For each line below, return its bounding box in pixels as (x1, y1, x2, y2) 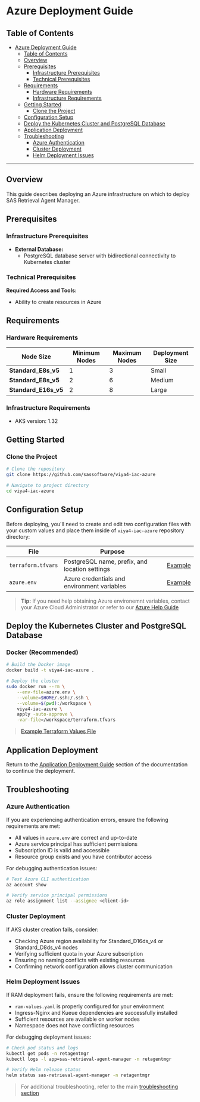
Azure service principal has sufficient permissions (14, 840, 138, 848)
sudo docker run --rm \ (6, 684, 65, 690)
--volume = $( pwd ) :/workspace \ (17, 700, 92, 706)
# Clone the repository (6, 466, 65, 472)
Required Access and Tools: (6, 287, 77, 294)
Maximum (112, 349, 142, 357)
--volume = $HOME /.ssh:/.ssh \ (17, 695, 89, 701)
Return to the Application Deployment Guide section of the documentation (6, 761, 188, 768)
